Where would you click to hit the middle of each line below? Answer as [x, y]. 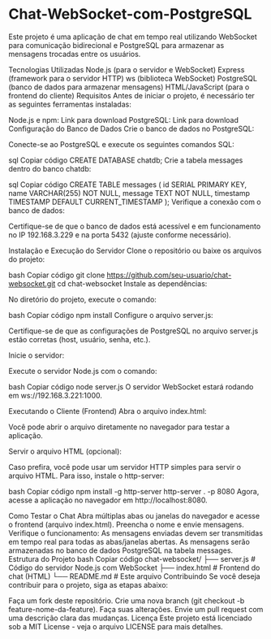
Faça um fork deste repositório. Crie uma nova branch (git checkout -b [127, 600]
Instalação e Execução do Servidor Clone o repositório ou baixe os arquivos [135, 250]
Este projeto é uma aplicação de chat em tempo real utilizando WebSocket [133, 37]
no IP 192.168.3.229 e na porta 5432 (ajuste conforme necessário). [120, 235]
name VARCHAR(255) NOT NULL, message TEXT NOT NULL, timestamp [129, 193]
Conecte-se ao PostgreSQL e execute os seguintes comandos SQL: [121, 144]
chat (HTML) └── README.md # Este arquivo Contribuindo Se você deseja [135, 576]
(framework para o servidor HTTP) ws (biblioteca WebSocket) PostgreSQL [133, 78]
